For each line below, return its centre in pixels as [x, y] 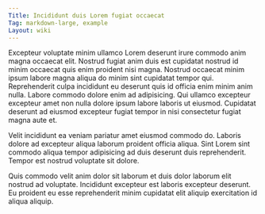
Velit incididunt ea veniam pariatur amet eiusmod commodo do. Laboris [125, 136]
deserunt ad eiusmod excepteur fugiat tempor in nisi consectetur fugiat [125, 112]
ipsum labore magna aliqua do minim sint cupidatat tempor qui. [111, 78]
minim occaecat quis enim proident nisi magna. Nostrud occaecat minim [126, 70]
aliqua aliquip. [31, 201]
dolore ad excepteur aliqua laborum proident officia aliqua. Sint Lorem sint [129, 144]
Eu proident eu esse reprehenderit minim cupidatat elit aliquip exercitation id [133, 193]
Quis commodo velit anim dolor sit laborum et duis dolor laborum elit [120, 176]
